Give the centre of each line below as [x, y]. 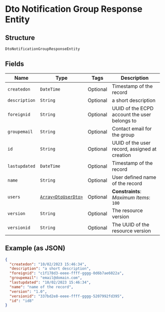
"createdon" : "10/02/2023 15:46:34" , [48, 264]
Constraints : [127, 191]
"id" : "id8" [22, 301]
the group [123, 135]
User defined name [134, 177]
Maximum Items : [131, 197]
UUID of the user [131, 143]
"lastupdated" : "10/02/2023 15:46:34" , [50, 282]
